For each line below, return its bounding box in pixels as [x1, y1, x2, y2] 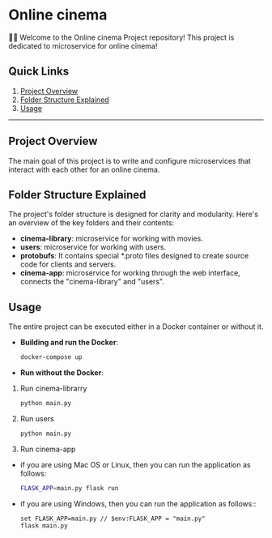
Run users [19, 413, 54, 423]
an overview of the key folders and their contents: [8, 218, 175, 228]
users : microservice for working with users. [19, 242, 167, 252]
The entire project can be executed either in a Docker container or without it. [8, 322, 264, 331]
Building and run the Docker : [19, 338, 119, 348]
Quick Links [8, 65, 70, 79]
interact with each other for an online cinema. [8, 164, 160, 174]
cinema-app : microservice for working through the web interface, [19, 268, 240, 278]
